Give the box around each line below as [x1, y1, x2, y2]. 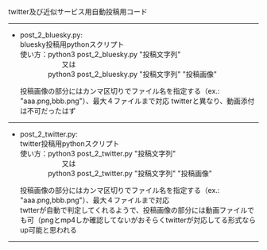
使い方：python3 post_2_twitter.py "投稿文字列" [19, 149, 176, 158]
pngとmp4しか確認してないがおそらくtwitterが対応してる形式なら [41, 215, 257, 225]
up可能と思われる [19, 225, 77, 234]
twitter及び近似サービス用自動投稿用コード [8, 7, 149, 16]
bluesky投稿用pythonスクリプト [19, 40, 125, 49]
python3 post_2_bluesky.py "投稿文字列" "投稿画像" [47, 70, 217, 79]
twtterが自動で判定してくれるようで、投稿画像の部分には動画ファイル [19, 206, 248, 214]
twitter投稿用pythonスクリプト [19, 139, 120, 148]
